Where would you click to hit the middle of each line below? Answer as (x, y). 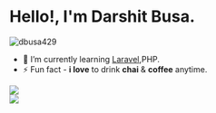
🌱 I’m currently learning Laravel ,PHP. (91, 59)
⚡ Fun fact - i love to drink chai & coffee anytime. (115, 69)
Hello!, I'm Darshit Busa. (102, 17)
